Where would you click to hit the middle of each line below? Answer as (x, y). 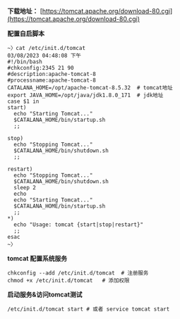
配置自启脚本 (26, 33)
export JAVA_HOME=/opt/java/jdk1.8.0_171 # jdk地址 (85, 95)
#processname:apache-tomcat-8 (52, 80)
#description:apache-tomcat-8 (52, 74)
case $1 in (23, 101)
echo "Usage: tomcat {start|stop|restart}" (78, 225)
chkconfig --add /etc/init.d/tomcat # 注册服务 (78, 273)
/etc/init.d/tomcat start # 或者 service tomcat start (89, 309)
